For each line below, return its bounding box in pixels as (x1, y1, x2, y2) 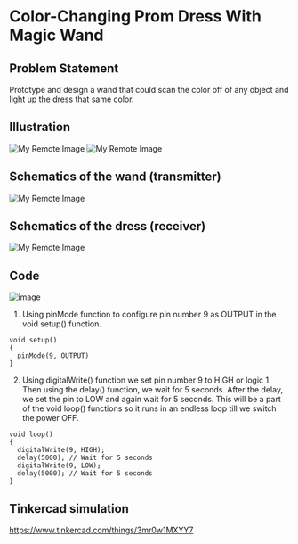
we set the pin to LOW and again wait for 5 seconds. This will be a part (21, 394, 282, 405)
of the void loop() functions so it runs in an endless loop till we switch (21, 403, 278, 414)
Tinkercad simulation (9, 501, 129, 516)
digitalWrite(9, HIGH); (17, 446, 105, 455)
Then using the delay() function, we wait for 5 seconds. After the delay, (21, 384, 283, 395)
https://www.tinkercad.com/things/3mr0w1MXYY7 (9, 524, 194, 536)
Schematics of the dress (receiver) (9, 218, 206, 234)
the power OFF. (21, 413, 79, 424)
